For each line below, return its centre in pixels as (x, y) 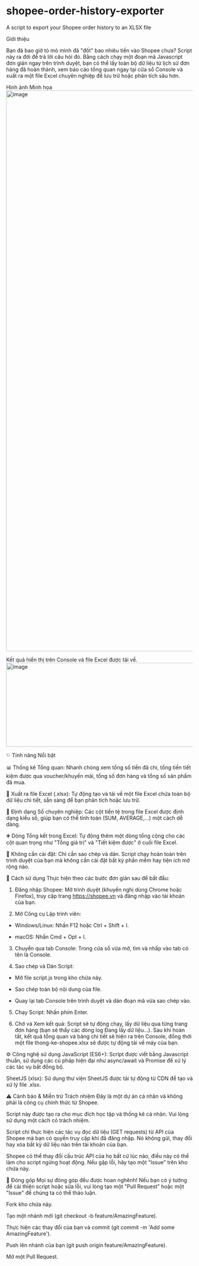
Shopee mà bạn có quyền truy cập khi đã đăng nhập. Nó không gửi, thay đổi (99, 1138)
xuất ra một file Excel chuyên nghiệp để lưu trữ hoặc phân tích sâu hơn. (93, 75)
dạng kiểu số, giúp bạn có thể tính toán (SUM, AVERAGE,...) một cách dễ (95, 818)
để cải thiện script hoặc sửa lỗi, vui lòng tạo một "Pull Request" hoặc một (95, 1186)
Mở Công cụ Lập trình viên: (48, 914)
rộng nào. (18, 867)
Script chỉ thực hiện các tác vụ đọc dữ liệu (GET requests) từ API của (90, 1132)
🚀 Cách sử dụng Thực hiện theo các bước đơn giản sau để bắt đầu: (88, 878)
